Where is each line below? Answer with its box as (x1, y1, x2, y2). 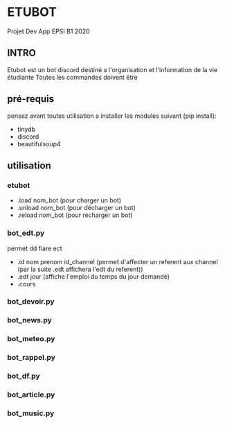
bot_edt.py (7, 228, 45, 238)
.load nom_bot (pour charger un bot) (17, 196, 122, 205)
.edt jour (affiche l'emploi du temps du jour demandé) (17, 272, 170, 281)
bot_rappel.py (7, 353, 55, 363)
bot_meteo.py (7, 334, 55, 344)
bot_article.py (7, 390, 55, 399)
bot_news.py (7, 315, 52, 325)
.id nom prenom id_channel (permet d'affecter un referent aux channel (17, 257, 218, 266)
